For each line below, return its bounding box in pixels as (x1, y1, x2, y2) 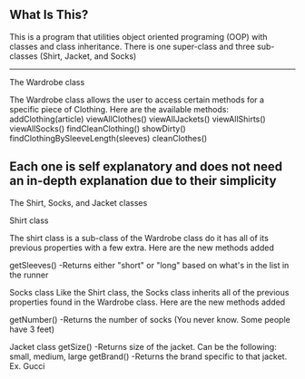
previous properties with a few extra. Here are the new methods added (9, 242, 274, 253)
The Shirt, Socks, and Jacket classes (9, 197, 148, 208)
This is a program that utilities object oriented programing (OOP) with (9, 31, 268, 42)
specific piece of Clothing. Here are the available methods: (9, 103, 230, 114)
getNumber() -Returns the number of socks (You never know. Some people (9, 314, 290, 325)
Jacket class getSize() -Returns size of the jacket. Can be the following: (9, 341, 277, 352)
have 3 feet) (9, 324, 54, 335)
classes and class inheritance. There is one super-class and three (9, 41, 256, 52)
